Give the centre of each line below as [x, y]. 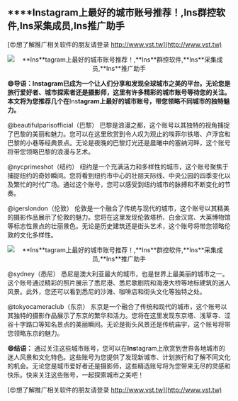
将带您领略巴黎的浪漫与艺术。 [51, 152]
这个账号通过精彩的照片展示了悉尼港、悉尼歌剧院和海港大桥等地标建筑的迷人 [119, 283]
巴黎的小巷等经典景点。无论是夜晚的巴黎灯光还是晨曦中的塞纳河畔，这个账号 [119, 142]
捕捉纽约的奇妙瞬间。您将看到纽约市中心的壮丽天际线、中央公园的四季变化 [116, 175]
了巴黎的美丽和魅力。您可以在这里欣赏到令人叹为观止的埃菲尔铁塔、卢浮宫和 [119, 134]
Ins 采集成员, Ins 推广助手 [73, 26]
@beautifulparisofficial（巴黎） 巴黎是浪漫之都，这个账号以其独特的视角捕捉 [119, 125]
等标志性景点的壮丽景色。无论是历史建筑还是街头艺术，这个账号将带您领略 [116, 226]
